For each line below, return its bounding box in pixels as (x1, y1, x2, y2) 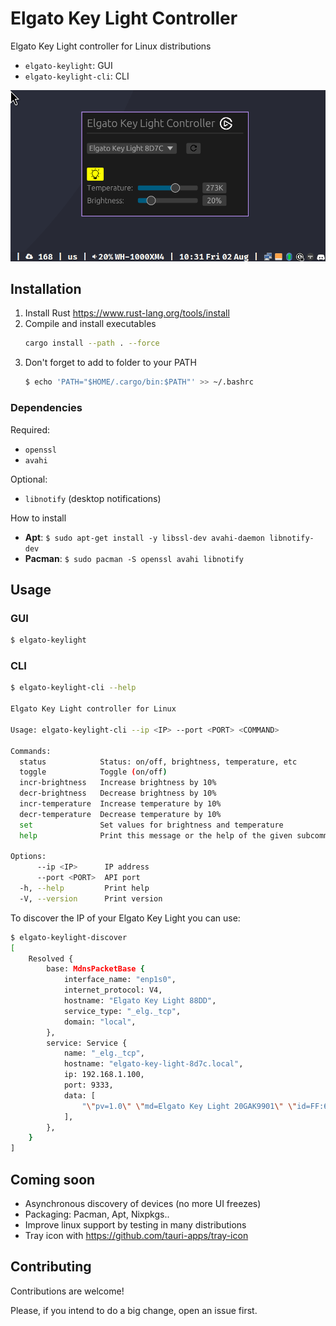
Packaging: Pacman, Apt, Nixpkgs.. (24, 1208, 170, 1220)
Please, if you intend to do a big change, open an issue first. (10, 1304, 258, 1316)
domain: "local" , (63, 1017, 137, 1027)
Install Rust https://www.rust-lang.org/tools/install (24, 307, 230, 319)
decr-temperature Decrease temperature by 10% (19, 809, 222, 819)
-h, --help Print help (19, 883, 150, 893)
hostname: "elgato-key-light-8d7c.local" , (63, 1059, 244, 1069)
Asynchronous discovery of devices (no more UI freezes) (24, 1197, 262, 1209)
